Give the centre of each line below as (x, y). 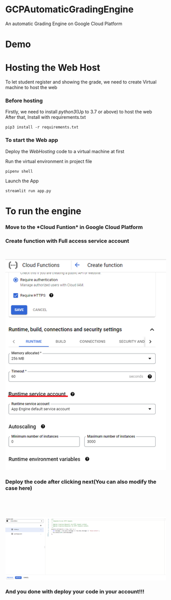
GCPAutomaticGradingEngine (69, 9)
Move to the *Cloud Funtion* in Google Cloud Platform (74, 227)
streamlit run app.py (28, 191)
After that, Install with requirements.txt (46, 117)
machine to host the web (31, 88)
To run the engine (43, 211)
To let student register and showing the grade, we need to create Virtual (81, 82)
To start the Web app (32, 140)
